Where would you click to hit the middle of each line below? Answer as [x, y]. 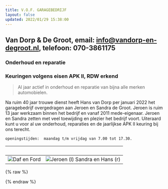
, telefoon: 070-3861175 [77, 48]
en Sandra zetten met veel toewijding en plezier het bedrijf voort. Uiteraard [83, 118]
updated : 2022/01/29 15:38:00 [37, 19]
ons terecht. [18, 129]
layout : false [20, 15]
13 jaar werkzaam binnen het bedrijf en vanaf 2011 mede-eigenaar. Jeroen [82, 113]
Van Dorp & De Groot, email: [50, 40]
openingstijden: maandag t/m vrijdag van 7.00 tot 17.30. [69, 138]
